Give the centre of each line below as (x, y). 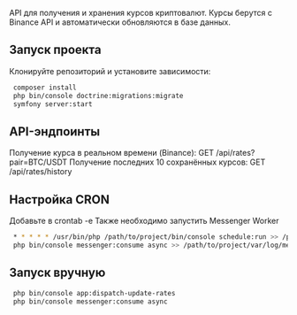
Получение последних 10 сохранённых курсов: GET (168, 162)
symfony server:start (53, 104)
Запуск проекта (55, 50)
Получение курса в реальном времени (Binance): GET (112, 153)
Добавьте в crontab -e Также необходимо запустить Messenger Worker (145, 221)
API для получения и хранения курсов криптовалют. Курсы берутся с (141, 13)
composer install (45, 88)
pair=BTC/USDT (38, 162)
